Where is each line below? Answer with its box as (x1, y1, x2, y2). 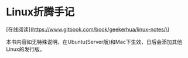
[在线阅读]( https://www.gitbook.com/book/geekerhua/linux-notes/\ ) (6, 26, 170, 33)
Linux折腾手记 (6, 5, 75, 19)
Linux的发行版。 (6, 45, 45, 53)
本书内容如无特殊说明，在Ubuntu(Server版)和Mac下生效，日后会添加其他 (6, 38, 183, 45)
